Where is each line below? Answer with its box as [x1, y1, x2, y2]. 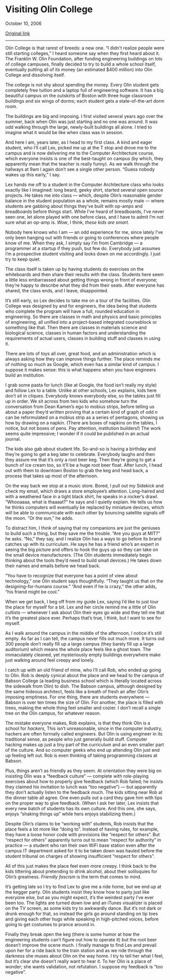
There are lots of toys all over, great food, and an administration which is [5, 350, 156, 356]
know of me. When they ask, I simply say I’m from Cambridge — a [5, 240, 143, 246]
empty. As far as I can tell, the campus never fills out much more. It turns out [5, 635, 165, 641]
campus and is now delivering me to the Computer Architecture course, [5, 150, 154, 156]
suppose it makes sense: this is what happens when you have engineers [5, 366, 156, 373]
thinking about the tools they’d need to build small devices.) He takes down [5, 557, 162, 563]
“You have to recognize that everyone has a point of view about [5, 572, 138, 578]
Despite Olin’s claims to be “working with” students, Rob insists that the [5, 820, 154, 826]
